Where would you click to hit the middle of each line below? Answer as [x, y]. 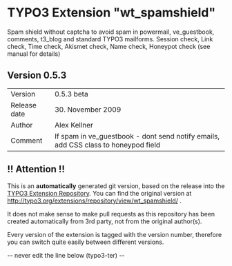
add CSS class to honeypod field [107, 145]
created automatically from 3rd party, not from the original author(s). [105, 221]
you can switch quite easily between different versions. [86, 242]
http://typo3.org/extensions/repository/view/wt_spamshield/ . [94, 201]
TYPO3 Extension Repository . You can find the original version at [99, 193]
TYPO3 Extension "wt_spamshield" [112, 13]
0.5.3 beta [71, 94]
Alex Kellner [74, 125]
